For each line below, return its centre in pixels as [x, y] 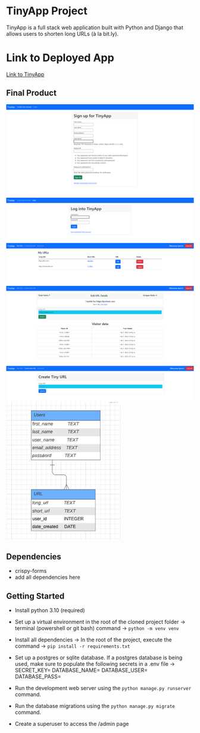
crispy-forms [31, 571]
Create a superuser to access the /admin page [72, 724]
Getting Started [35, 596]
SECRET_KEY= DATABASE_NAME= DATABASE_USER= [81, 670]
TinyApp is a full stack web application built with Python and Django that [95, 27]
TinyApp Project [47, 11]
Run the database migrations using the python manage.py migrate [95, 706]
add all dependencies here [47, 577]
